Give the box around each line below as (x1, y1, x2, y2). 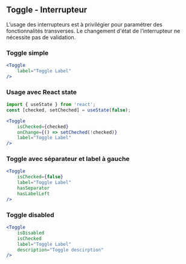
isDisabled (17, 230, 45, 236)
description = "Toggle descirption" (17, 247, 104, 253)
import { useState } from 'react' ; (6, 102, 96, 108)
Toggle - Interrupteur (6, 5, 88, 15)
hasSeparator (17, 185, 50, 192)
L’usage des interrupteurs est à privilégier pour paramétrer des (6, 20, 163, 28)
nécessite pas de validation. (6, 33, 76, 41)
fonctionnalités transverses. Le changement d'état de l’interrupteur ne (6, 27, 181, 34)
